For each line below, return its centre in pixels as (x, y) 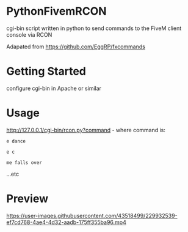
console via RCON (29, 34)
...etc (13, 174)
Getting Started (46, 71)
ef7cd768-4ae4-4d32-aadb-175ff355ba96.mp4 (66, 222)
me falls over (24, 163)
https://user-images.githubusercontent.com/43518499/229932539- (92, 215)
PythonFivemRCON (56, 11)
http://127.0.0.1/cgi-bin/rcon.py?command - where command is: (86, 130)
